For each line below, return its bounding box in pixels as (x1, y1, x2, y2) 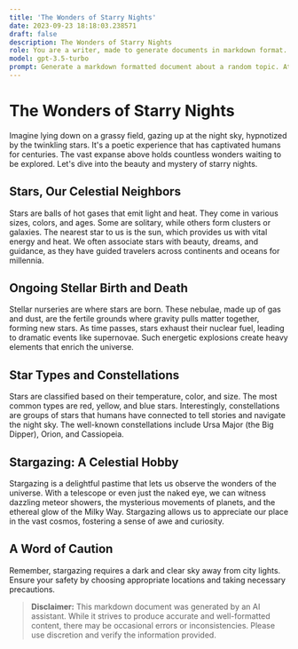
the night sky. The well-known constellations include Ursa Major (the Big (9, 419, 274, 431)
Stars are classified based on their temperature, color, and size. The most (9, 392, 278, 402)
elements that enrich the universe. (9, 342, 135, 352)
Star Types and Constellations (9, 368, 180, 383)
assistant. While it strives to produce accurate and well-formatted (30, 610, 271, 621)
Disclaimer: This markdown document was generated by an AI (30, 601, 261, 612)
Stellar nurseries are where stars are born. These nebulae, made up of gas (9, 304, 281, 315)
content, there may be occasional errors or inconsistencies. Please (30, 620, 276, 630)
